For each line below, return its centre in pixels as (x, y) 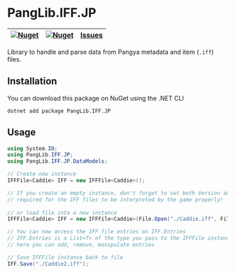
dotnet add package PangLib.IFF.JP (59, 111)
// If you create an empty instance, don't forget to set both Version (114, 193)
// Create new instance (42, 174)
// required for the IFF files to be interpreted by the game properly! (115, 200)
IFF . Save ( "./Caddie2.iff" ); (48, 264)
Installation (32, 81)
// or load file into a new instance (62, 212)
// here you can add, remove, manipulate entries (81, 245)
